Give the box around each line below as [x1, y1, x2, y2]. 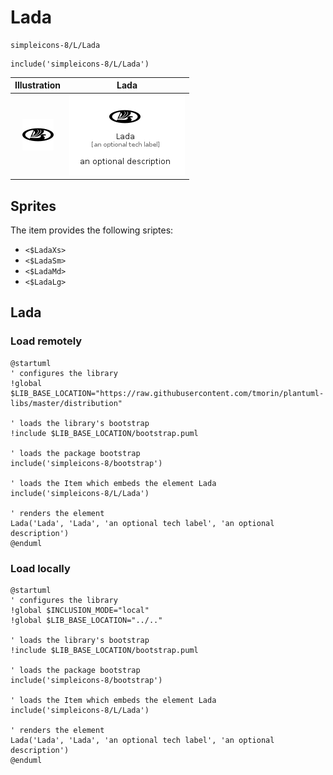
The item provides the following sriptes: [10, 224, 174, 236]
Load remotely [10, 334, 83, 348]
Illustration [14, 79, 62, 91]
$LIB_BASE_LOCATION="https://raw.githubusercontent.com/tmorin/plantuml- [10, 388, 325, 398]
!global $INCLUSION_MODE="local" [10, 605, 150, 615]
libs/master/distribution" [10, 398, 123, 408]
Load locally [10, 561, 71, 575]
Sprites [10, 197, 57, 215]
